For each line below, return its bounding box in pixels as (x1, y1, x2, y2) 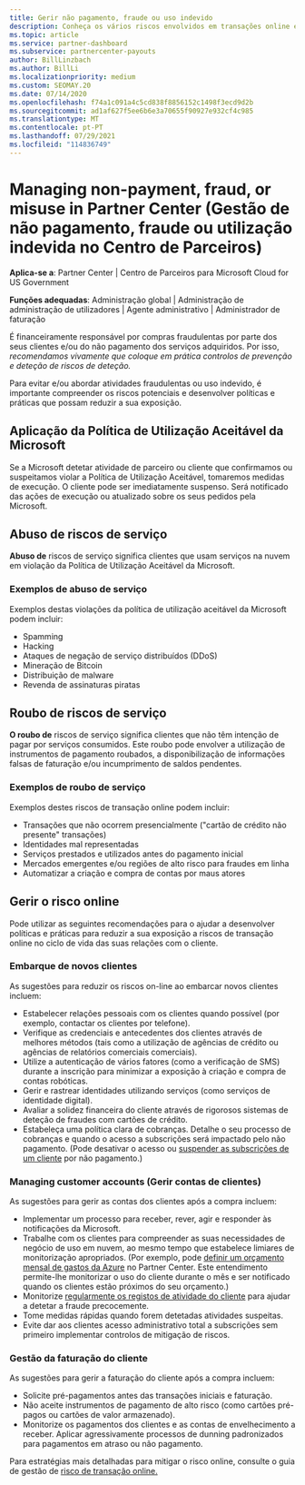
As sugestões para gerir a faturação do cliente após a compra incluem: (9, 1372, 275, 1383)
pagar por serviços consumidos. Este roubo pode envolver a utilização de (9, 739, 286, 750)
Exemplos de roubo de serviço (9, 781, 146, 794)
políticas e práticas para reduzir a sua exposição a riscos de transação (9, 927, 274, 938)
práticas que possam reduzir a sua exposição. (9, 397, 182, 408)
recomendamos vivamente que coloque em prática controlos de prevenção (9, 351, 292, 361)
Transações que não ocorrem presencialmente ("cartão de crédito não (22, 819, 288, 830)
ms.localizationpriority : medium (9, 73, 136, 82)
